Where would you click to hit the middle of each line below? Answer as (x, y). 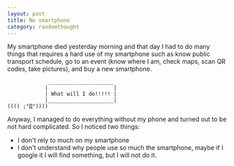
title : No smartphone (39, 20)
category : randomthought (43, 27)
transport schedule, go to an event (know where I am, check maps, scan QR (116, 62)
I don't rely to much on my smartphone (73, 140)
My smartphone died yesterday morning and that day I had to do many (109, 47)
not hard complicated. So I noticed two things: (74, 127)
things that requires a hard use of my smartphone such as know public (109, 54)
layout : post (26, 14)
